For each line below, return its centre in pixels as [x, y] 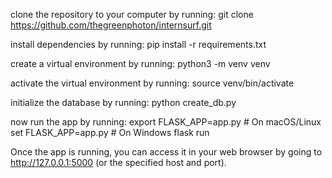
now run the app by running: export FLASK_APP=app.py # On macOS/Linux [166, 122]
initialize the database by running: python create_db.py [123, 102]
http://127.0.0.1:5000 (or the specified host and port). [118, 162]
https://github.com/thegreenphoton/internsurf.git [111, 25]
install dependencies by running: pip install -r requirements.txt [138, 44]
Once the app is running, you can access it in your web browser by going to [166, 152]
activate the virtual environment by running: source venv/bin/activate [152, 83]
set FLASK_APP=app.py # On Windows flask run [110, 132]
